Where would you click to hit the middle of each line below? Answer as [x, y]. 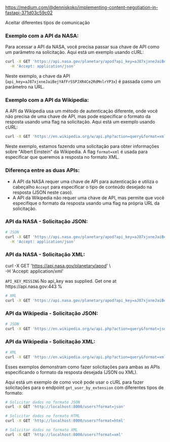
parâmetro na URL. [25, 87]
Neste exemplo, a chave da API [38, 76]
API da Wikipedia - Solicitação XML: [50, 342]
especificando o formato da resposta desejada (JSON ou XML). [72, 372]
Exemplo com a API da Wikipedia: [47, 100]
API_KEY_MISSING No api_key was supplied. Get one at [61, 281]
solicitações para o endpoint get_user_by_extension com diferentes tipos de [84, 387]
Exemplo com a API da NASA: [42, 36]
